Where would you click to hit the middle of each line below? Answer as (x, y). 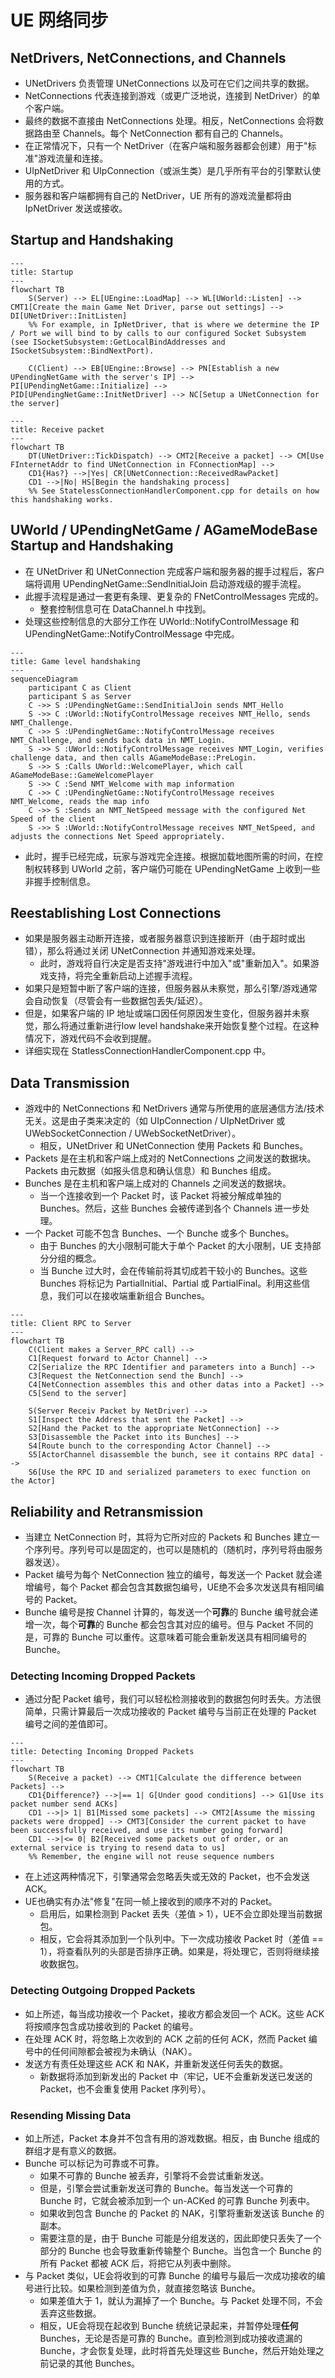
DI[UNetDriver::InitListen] (69, 316)
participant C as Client (80, 687)
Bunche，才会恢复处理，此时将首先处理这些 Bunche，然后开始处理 (177, 2350)
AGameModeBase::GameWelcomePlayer (82, 775)
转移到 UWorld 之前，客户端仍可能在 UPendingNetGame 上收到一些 (181, 868)
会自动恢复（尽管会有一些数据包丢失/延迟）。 (116, 1001)
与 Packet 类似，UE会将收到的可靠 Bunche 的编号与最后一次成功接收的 (170, 2275)
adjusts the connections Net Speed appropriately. (118, 836)
